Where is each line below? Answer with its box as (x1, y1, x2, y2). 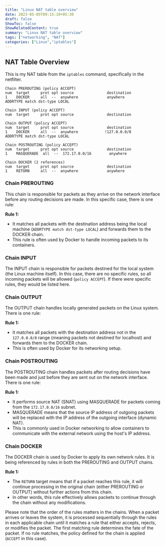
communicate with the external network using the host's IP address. (12, 430, 151, 436)
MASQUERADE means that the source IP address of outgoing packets (12, 409, 155, 415)
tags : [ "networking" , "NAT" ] (5, 35, 65, 40)
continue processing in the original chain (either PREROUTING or (12, 484, 144, 490)
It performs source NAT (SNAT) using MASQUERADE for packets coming (12, 399, 161, 405)
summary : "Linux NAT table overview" (5, 30, 83, 35)
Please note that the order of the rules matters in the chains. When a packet (5, 509, 160, 515)
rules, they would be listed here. (5, 281, 71, 288)
